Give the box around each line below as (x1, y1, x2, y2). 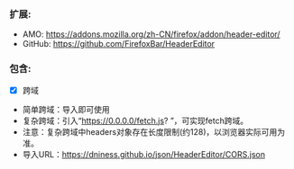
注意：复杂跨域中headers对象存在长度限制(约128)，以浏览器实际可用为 (22, 126, 286, 137)
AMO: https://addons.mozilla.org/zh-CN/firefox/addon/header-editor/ (22, 29, 281, 40)
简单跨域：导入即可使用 (22, 103, 110, 114)
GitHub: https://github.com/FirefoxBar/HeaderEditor (22, 39, 215, 49)
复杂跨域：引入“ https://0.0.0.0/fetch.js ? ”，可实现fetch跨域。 (22, 115, 249, 126)
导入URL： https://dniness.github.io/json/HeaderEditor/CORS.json (22, 148, 266, 159)
